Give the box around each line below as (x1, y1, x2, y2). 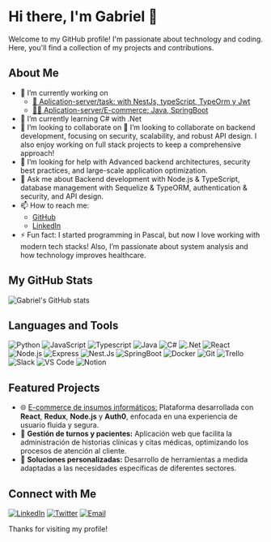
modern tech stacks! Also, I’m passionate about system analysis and (19, 241, 248, 251)
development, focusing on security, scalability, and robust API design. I (19, 131, 257, 140)
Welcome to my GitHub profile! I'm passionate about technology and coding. (8, 34, 263, 44)
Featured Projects (8, 381, 100, 394)
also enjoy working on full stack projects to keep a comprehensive (19, 140, 241, 149)
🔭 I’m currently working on (19, 88, 108, 97)
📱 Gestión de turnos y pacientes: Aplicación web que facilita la (19, 429, 232, 439)
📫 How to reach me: (19, 200, 90, 210)
